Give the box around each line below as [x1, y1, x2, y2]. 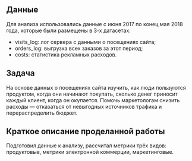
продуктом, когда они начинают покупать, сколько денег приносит [6, 90, 178, 97]
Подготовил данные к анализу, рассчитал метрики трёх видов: [6, 142, 166, 149]
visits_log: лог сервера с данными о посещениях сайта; [14, 38, 156, 45]
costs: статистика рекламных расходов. [14, 50, 117, 58]
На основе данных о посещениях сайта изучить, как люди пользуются [6, 84, 186, 91]
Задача [6, 68, 35, 78]
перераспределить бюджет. [6, 109, 78, 116]
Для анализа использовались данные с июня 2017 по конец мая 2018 [6, 20, 183, 27]
